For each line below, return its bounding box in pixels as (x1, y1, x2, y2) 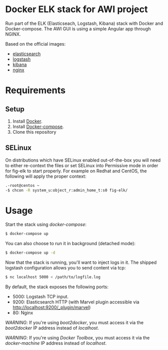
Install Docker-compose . (12, 123, 64, 130)
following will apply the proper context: (5, 173, 87, 179)
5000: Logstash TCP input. (12, 294, 69, 300)
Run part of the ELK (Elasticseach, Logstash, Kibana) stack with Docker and (5, 20, 163, 26)
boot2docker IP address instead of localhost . (5, 325, 99, 331)
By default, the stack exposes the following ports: (5, 284, 109, 290)
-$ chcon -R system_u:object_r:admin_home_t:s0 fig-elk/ (5, 187, 128, 193)
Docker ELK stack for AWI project (5, 4, 148, 15)
